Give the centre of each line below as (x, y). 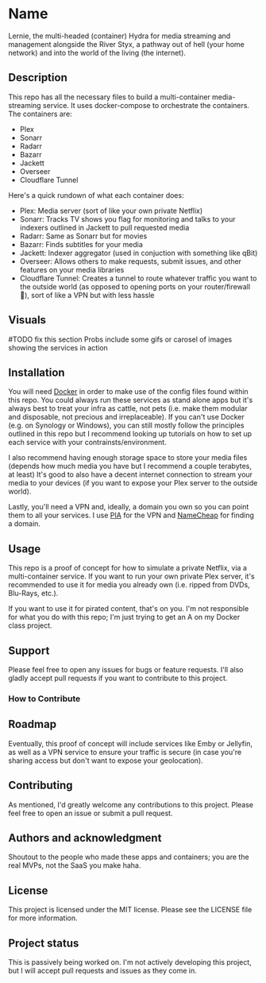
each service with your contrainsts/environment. (87, 443)
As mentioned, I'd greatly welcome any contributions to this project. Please (131, 804)
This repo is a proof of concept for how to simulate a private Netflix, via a (128, 568)
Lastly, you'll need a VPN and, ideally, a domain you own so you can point (129, 507)
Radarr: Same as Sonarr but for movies (83, 236)
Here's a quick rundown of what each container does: (96, 195)
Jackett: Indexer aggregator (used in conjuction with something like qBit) (139, 253)
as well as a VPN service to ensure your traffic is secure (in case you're (125, 752)
